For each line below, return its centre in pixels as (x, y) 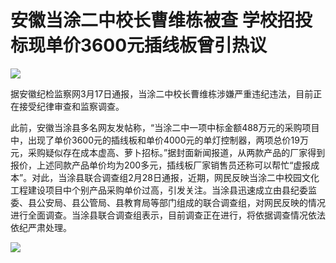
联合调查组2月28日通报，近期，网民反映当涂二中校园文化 (202, 177)
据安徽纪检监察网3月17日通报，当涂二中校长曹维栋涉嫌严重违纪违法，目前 (162, 93)
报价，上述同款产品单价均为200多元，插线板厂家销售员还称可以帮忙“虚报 (161, 165)
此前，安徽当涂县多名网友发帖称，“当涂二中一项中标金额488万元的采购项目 (165, 127)
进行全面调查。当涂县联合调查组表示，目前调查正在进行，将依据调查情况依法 (168, 215)
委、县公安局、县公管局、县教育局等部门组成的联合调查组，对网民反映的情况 (168, 202)
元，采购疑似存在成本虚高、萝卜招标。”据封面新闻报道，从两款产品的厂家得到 (168, 152)
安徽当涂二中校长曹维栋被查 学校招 (152, 20)
